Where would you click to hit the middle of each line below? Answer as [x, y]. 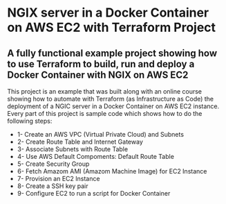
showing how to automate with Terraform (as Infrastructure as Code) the [111, 99]
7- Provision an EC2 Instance [58, 179]
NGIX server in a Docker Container [108, 13]
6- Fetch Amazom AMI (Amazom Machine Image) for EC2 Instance [112, 171]
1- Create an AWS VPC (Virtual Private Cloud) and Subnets [101, 134]
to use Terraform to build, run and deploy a [101, 64]
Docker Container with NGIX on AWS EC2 [98, 75]
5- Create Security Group [53, 164]
